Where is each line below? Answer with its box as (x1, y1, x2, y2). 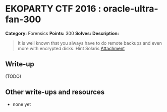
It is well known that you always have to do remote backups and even (17, 40, 162, 46)
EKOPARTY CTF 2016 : (5, 3, 101, 15)
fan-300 (5, 14, 41, 25)
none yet (12, 101, 31, 107)
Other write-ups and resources (5, 88, 105, 96)
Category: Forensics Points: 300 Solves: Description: (5, 30, 120, 36)
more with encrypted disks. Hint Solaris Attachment (17, 45, 125, 51)
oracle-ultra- (103, 3, 158, 15)
